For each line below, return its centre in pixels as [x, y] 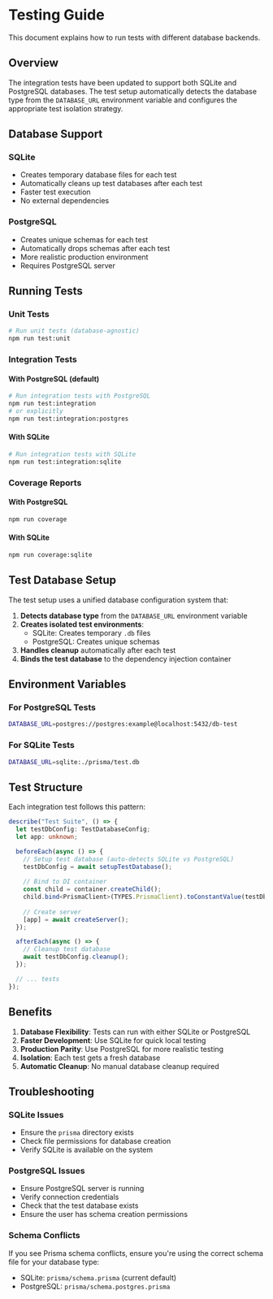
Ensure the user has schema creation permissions [104, 1214]
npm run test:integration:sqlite [65, 462]
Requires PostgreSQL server [68, 265]
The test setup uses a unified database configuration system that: [119, 600]
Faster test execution [55, 192]
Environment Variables [67, 684]
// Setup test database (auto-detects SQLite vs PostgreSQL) [128, 859]
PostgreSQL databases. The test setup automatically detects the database [133, 91]
